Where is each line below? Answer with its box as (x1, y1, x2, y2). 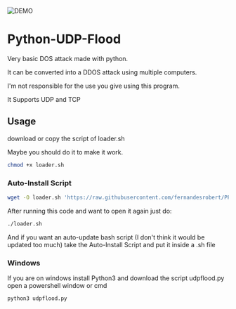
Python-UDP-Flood (7, 32, 122, 47)
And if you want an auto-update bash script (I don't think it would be (7, 232, 205, 242)
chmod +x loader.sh (7, 162, 65, 169)
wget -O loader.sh (7, 194, 61, 201)
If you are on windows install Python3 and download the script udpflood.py (7, 274, 225, 282)
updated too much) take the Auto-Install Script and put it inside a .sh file (7, 240, 216, 249)
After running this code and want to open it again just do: (7, 206, 172, 215)
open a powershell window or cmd (7, 281, 107, 289)
